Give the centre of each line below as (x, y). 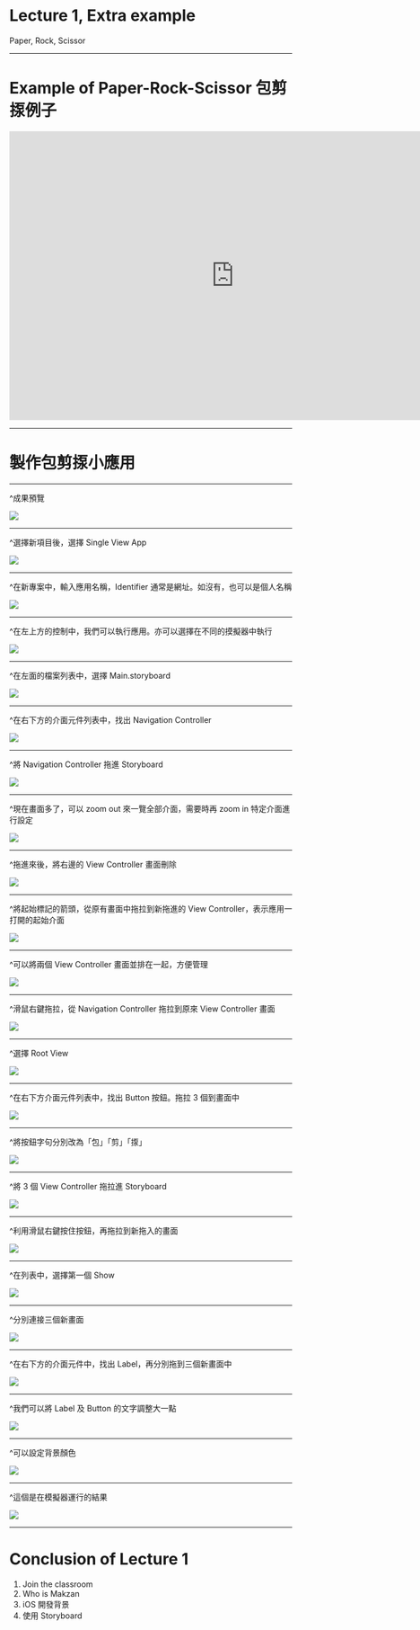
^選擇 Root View (39, 1053)
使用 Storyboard (52, 1616)
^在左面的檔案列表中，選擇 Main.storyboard (90, 675)
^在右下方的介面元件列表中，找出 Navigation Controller (111, 719)
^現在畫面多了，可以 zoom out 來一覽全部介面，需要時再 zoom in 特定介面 (146, 808)
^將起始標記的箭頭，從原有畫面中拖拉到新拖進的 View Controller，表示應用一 (151, 908)
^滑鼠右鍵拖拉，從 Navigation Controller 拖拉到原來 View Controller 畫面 (142, 1009)
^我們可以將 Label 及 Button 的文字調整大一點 (93, 1408)
